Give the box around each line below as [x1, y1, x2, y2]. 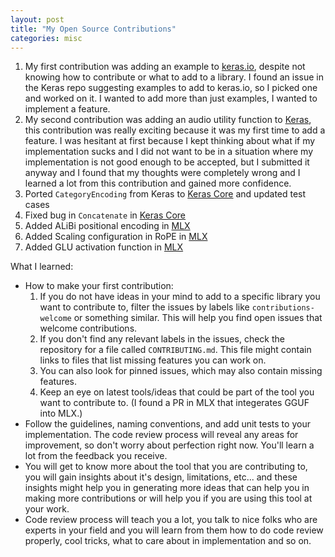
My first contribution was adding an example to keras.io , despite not [24, 61, 306, 73]
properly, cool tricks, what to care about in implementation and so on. [24, 535, 312, 547]
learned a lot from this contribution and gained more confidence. [24, 177, 292, 190]
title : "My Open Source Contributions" [10, 24, 177, 34]
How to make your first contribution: [24, 280, 174, 292]
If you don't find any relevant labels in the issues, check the [39, 333, 285, 345]
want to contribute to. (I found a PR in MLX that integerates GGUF [39, 397, 310, 409]
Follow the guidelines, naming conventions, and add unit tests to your [24, 418, 311, 430]
